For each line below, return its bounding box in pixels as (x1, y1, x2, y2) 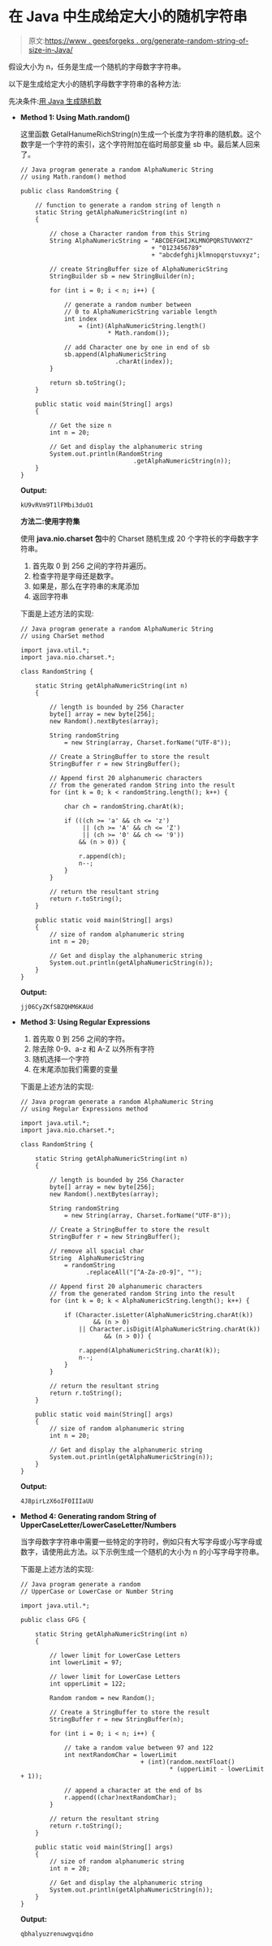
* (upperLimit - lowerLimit (169, 1765, 265, 1773)
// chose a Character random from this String (50, 229, 210, 238)
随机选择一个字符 (32, 1054, 90, 1064)
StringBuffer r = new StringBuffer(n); (50, 1715, 184, 1724)
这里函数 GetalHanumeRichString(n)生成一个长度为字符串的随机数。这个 (19, 129, 261, 139)
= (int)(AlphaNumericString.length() (78, 321, 206, 330)
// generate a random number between (63, 300, 192, 309)
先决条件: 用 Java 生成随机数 (8, 96, 102, 106)
